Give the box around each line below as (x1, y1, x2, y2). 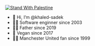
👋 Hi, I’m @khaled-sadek (12, 14, 63, 20)
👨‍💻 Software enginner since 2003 (12, 20, 82, 25)
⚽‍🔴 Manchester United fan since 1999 (12, 35, 90, 41)
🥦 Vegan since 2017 (12, 30, 53, 36)
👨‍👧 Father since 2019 (12, 25, 56, 31)
